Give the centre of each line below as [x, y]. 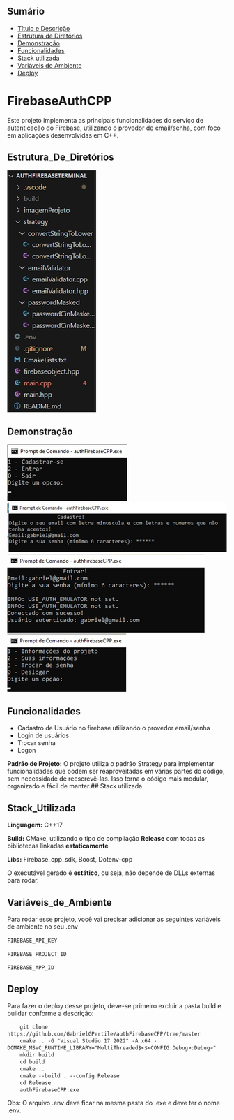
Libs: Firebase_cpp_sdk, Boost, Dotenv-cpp [70, 860]
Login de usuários [43, 735]
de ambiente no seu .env [43, 926]
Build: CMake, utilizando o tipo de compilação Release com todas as [106, 839]
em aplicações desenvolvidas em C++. [63, 135]
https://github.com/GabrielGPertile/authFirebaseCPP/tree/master [104, 1034]
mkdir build [37, 1055]
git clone [34, 1027]
